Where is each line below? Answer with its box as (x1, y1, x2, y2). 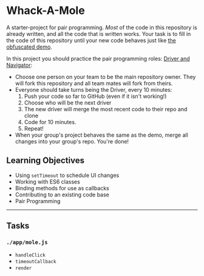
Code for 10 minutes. (24, 118, 76, 125)
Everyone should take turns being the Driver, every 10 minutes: (15, 86, 172, 93)
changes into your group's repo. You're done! (15, 137, 129, 145)
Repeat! (24, 125, 44, 132)
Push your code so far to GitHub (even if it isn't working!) (24, 92, 167, 100)
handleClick (15, 252, 46, 258)
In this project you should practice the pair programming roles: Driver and (6, 55, 190, 62)
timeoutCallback (15, 259, 56, 265)
